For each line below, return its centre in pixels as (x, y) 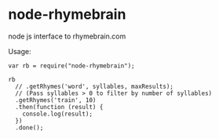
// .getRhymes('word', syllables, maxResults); (95, 86)
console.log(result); (57, 114)
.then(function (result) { (59, 107)
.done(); (29, 127)
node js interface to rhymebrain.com (67, 36)
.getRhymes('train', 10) (56, 100)
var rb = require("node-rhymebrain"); (71, 66)
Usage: (20, 51)
